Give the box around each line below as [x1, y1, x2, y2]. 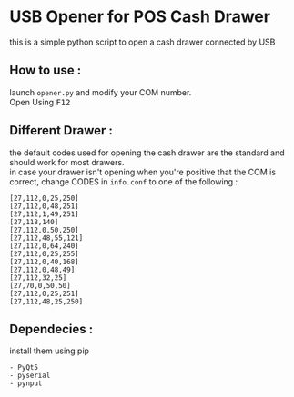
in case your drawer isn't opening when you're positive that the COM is [9, 166, 276, 177]
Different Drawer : [9, 123, 114, 138]
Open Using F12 [9, 96, 71, 107]
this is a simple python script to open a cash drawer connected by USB [9, 36, 276, 47]
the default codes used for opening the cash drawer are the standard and [9, 147, 285, 158]
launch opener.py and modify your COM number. [9, 86, 192, 97]
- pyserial [9, 371, 51, 381]
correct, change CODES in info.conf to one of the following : [9, 175, 238, 187]
